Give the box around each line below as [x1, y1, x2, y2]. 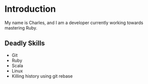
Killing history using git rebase [11, 73, 73, 79]
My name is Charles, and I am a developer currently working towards [4, 20, 144, 26]
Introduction [4, 3, 56, 15]
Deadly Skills [4, 39, 45, 48]
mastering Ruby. [4, 25, 38, 30]
